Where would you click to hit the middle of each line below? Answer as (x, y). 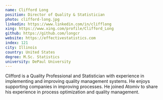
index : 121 (17, 43)
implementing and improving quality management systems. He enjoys (78, 81)
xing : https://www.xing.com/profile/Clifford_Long (60, 29)
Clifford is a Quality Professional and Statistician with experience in (75, 76)
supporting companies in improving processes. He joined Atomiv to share (82, 87)
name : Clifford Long (27, 10)
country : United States (30, 52)
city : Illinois (21, 47)
